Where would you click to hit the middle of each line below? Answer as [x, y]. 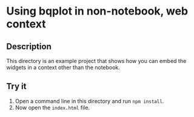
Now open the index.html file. [52, 107]
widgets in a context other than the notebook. [63, 67]
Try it [16, 86]
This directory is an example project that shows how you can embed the [96, 61]
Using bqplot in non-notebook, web [97, 11]
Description [29, 46]
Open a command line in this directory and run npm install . [89, 101]
